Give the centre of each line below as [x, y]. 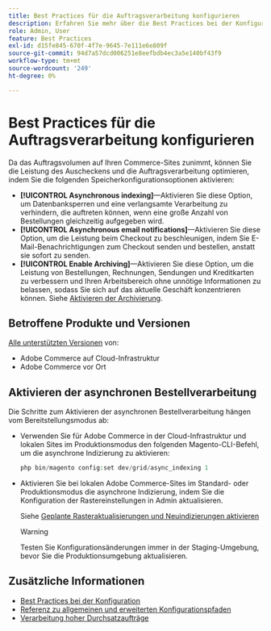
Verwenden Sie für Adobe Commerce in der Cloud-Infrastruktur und [133, 436]
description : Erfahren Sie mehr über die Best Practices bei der [120, 23]
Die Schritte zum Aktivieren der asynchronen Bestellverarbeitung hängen [130, 412]
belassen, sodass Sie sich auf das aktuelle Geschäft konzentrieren [130, 289]
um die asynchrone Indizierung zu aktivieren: [95, 453]
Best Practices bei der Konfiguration [80, 600]
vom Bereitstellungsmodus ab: [59, 420]
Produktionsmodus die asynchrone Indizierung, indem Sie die [122, 492]
